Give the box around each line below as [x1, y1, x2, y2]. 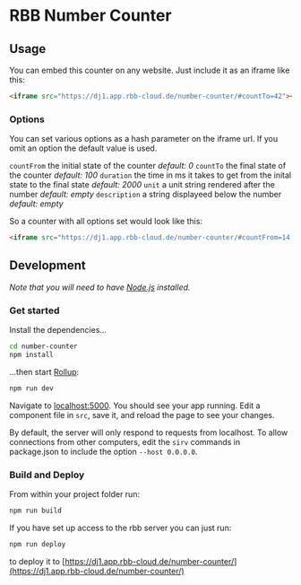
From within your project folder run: [9, 489, 141, 500]
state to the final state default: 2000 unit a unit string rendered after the [9, 179, 275, 190]
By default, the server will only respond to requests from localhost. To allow [9, 427, 288, 438]
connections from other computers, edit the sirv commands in [9, 436, 241, 447]
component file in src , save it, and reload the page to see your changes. [9, 409, 275, 420]
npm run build [9, 506, 63, 516]
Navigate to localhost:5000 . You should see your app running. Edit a [9, 400, 261, 411]
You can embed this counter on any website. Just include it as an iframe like [9, 65, 290, 75]
